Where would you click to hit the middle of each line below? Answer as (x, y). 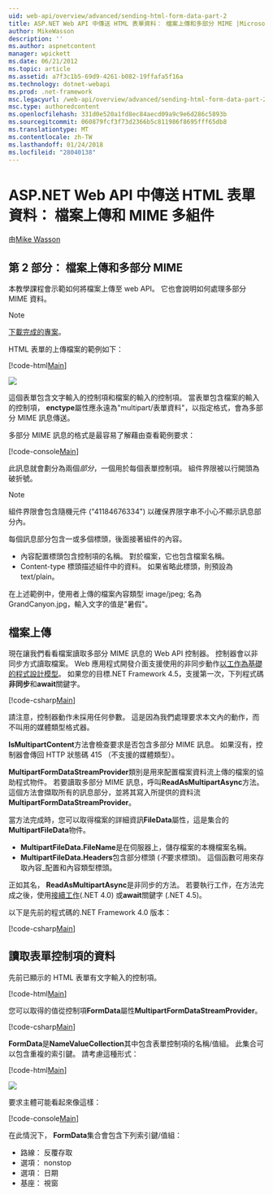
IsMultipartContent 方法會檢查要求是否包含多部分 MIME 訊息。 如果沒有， (132, 744)
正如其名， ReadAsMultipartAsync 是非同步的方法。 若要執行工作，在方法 (133, 885)
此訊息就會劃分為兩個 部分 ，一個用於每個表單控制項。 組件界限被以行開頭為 (134, 468)
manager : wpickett (39, 54)
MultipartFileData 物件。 (50, 829)
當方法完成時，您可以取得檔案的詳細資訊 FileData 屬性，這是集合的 (119, 820)
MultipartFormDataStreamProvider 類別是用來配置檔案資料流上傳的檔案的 (133, 772)
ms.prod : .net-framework (50, 92)
